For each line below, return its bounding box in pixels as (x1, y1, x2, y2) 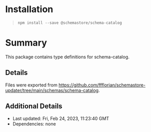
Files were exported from (5, 82, 58, 88)
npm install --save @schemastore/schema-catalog (17, 20, 122, 25)
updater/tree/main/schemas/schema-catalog (5, 87, 99, 93)
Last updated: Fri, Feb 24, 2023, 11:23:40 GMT (12, 115, 110, 121)
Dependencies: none (12, 120, 57, 127)
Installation (5, 4, 54, 15)
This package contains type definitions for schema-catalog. (5, 54, 130, 60)
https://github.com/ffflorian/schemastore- (58, 82, 145, 88)
